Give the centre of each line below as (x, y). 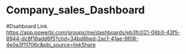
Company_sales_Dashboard (76, 10)
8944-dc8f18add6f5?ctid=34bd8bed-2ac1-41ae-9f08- (72, 38)
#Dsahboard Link (27, 26)
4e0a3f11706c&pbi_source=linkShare (51, 45)
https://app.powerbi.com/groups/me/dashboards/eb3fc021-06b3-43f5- (93, 32)
